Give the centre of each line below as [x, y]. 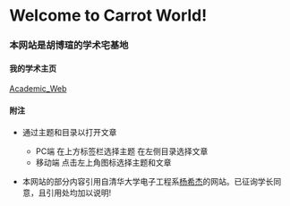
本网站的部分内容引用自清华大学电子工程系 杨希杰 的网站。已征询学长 [148, 181]
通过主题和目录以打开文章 [69, 132]
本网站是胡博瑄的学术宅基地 [69, 46]
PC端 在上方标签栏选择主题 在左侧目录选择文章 [122, 151]
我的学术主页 [33, 68]
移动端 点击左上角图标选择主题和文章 [103, 162]
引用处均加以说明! [79, 193]
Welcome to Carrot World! [108, 16]
